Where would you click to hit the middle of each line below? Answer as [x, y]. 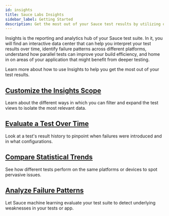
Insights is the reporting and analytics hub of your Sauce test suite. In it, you [84, 38]
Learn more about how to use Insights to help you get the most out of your [82, 69]
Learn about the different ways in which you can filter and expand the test [82, 103]
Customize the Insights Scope [53, 90]
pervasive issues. [23, 175]
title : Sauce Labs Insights [35, 15]
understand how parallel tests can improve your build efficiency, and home [82, 54]
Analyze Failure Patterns [45, 191]
